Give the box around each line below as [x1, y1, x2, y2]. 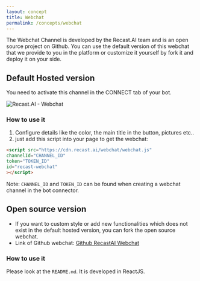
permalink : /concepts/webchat [6, 20, 83, 26]
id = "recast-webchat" [6, 164, 58, 170]
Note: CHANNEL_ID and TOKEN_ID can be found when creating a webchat [6, 180, 181, 187]
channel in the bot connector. [6, 187, 80, 194]
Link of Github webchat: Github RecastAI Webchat [14, 239, 140, 246]
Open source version [6, 204, 87, 214]
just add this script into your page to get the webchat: [14, 136, 149, 143]
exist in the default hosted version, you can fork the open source [14, 226, 176, 234]
